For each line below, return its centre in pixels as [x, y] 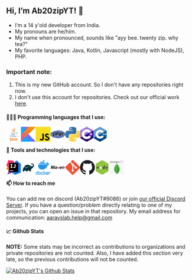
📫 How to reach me [31, 183]
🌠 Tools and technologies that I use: [51, 150]
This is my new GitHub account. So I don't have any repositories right [99, 85]
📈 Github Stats [25, 232]
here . [21, 103]
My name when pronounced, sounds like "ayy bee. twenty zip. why [97, 38]
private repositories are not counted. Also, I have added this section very [95, 253]
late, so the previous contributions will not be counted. [72, 259]
